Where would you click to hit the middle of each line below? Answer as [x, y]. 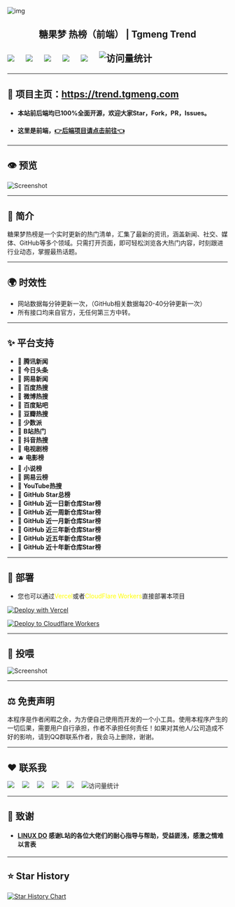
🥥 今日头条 [33, 370]
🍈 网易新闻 [33, 378]
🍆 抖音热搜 [33, 440]
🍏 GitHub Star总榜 [44, 494]
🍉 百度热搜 [33, 387]
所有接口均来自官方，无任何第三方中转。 [76, 313]
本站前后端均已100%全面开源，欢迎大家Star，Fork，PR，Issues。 [114, 113]
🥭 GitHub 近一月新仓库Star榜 [59, 520]
